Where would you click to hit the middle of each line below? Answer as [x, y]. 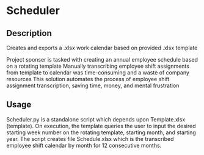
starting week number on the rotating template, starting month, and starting [101, 132]
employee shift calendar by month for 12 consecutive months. [84, 145]
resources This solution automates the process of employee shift [88, 79]
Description [29, 33]
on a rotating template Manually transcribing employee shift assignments [98, 66]
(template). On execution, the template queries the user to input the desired [101, 126]
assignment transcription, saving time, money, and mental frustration [93, 85]
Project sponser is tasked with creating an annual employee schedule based [102, 59]
